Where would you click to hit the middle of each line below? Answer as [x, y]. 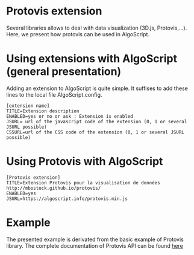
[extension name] [28, 106]
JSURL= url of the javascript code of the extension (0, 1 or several [97, 121]
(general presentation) [64, 72]
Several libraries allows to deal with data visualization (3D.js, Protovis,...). [97, 28]
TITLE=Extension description [43, 111]
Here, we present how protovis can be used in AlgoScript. [78, 34]
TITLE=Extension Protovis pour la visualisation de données [83, 182]
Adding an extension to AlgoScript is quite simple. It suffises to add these [97, 88]
